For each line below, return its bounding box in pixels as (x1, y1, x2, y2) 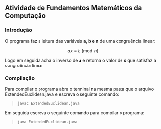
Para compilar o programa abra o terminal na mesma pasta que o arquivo (5, 86, 154, 92)
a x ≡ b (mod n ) (67, 47, 99, 54)
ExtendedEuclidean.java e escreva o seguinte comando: (5, 91, 120, 97)
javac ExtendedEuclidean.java (17, 101, 80, 106)
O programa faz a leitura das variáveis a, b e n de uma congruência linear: (5, 38, 156, 44)
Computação (5, 12, 46, 20)
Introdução (5, 27, 32, 34)
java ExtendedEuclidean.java (17, 119, 78, 124)
